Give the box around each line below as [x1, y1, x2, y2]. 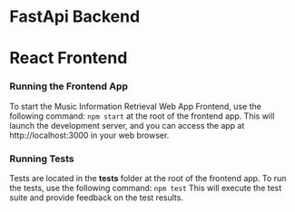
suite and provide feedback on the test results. [9, 192, 184, 203]
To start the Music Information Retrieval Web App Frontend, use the [9, 101, 261, 111]
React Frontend [9, 48, 128, 69]
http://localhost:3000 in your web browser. [9, 130, 170, 140]
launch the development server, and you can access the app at [9, 120, 245, 130]
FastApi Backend [9, 6, 141, 27]
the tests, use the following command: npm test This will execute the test [9, 182, 282, 193]
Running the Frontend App [9, 80, 129, 92]
